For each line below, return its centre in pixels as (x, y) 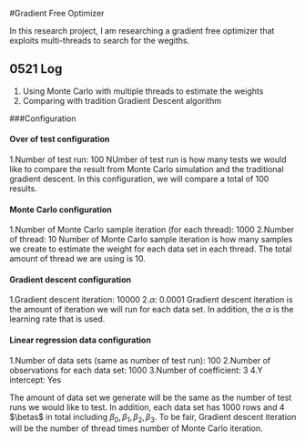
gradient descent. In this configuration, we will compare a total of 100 (139, 179)
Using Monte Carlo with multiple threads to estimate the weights (143, 91)
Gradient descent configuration (71, 279)
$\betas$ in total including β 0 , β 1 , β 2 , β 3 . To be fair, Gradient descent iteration (153, 418)
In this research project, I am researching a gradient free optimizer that (142, 31)
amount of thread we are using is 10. (77, 259)
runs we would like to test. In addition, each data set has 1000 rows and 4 (147, 407)
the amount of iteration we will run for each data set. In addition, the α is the (152, 310)
